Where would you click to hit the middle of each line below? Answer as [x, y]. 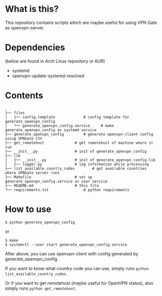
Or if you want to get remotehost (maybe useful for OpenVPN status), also [79, 283]
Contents [24, 96]
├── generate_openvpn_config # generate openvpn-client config [79, 134]
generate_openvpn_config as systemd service [51, 130]
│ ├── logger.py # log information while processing [77, 164]
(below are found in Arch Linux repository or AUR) [55, 61]
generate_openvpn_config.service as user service [56, 181]
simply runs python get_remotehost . [41, 288]
